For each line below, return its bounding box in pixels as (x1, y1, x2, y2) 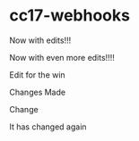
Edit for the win (9, 69, 65, 80)
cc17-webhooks (9, 5, 130, 26)
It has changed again (9, 121, 87, 132)
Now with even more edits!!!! (9, 52, 115, 62)
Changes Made (9, 87, 65, 97)
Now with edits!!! (9, 35, 72, 46)
